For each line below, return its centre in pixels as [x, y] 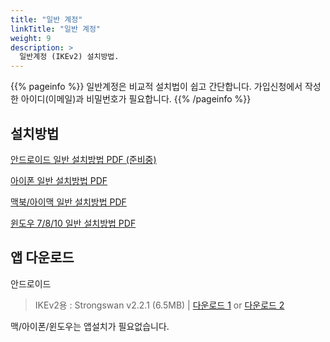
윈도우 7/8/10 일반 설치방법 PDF [73, 223]
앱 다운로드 [42, 257]
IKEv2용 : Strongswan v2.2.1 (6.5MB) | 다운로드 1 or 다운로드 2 [159, 305]
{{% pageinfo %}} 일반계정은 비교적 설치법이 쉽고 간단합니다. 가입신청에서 [156, 87]
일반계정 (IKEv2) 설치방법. [69, 57]
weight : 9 [31, 38]
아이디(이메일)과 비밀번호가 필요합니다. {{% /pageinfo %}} [136, 99]
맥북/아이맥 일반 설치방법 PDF [68, 202]
